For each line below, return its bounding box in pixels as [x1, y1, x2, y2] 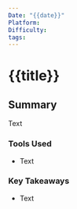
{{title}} [8, 67, 60, 85]
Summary [8, 98, 57, 111]
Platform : [8, 19, 41, 27]
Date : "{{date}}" [8, 11, 65, 20]
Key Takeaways [8, 175, 70, 186]
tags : [8, 33, 26, 41]
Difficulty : [8, 26, 47, 34]
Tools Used [8, 139, 53, 150]
